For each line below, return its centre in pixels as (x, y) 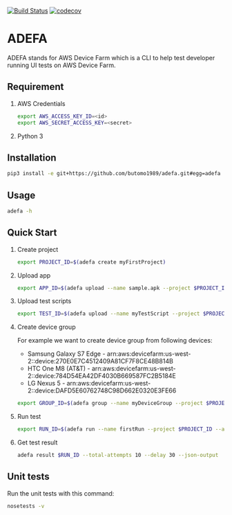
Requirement (36, 87)
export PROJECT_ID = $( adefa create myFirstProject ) (91, 262)
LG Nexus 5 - (46, 383)
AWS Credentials (41, 103)
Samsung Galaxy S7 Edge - (66, 354)
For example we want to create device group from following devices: (115, 341)
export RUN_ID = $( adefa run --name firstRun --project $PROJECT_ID (115, 429)
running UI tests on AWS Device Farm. (61, 65)
